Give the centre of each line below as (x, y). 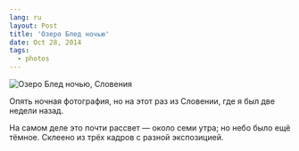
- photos (33, 59)
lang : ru (25, 17)
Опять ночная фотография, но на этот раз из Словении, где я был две (142, 101)
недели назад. (37, 111)
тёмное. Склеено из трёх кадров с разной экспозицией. (116, 137)
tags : (19, 51)
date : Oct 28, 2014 (46, 42)
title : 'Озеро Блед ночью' (59, 34)
